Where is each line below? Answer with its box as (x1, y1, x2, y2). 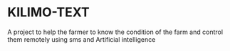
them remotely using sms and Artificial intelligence (7, 35, 156, 43)
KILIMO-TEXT (7, 4, 90, 21)
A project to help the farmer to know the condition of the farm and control (7, 28, 223, 36)
